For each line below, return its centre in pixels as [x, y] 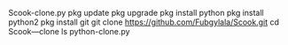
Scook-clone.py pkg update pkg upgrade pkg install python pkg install [136, 13]
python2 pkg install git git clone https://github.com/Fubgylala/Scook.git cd [144, 22]
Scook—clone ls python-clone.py [69, 31]
